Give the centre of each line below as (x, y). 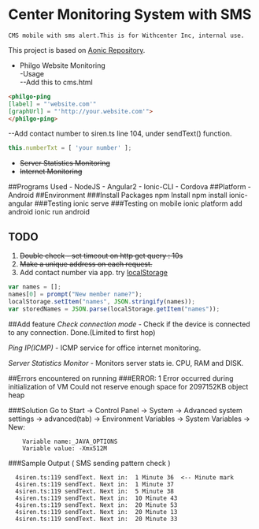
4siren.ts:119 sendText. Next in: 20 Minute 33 (96, 519)
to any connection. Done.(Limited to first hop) (82, 332)
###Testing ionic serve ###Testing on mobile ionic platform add (138, 203)
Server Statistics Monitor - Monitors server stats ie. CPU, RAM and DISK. (126, 363)
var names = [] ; (35, 287)
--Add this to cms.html (56, 82)
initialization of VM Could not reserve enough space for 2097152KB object (128, 386)
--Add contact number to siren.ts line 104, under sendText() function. (120, 134)
